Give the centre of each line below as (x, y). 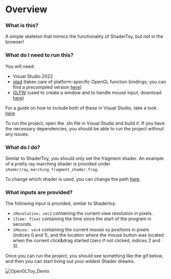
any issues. (17, 134)
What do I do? (23, 147)
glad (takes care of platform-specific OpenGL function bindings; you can (89, 82)
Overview (26, 9)
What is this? (22, 26)
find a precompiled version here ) (47, 87)
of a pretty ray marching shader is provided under (58, 164)
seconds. (23, 224)
